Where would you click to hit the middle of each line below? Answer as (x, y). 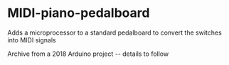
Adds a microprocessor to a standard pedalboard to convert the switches (114, 32)
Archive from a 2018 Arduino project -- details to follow (88, 54)
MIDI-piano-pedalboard (79, 13)
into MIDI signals (32, 40)
